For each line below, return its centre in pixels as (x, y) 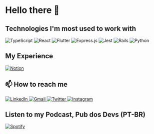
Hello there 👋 (32, 10)
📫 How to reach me (36, 84)
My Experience (29, 56)
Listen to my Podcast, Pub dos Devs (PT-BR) (75, 115)
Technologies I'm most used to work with (71, 29)
